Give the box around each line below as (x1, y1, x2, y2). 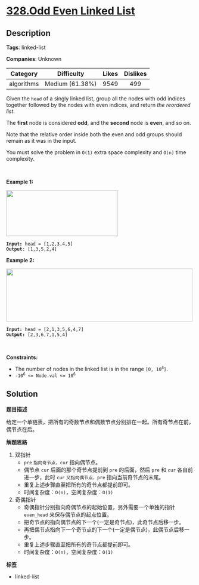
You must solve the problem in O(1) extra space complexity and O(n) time (6, 149, 186, 156)
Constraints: (6, 354, 38, 361)
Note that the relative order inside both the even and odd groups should (6, 131, 182, 138)
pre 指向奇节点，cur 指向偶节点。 (23, 458, 101, 465)
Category (10, 70, 38, 78)
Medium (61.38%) (44, 79, 97, 88)
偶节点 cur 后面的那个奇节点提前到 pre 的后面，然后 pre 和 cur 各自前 (23, 466, 194, 473)
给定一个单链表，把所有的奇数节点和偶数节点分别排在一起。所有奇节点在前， (6, 418, 194, 425)
